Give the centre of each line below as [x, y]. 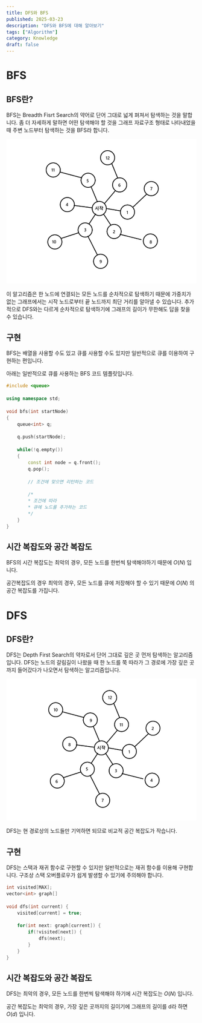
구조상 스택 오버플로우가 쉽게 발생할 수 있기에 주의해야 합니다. [91, 875]
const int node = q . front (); [65, 462]
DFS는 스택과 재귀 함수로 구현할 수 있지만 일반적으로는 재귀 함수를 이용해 [92, 868]
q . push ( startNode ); [42, 437]
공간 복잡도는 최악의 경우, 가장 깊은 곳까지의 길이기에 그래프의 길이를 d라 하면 [97, 1007]
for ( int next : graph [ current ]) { [59, 926]
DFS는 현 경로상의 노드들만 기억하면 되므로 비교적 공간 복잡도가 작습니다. [92, 831]
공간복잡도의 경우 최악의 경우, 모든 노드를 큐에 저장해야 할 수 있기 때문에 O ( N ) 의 [100, 583]
